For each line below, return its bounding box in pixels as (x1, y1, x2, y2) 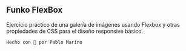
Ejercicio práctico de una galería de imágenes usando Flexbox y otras (6, 21, 180, 28)
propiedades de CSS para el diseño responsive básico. (6, 27, 144, 35)
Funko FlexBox (6, 5, 63, 15)
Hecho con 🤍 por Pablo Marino (6, 39, 83, 45)
